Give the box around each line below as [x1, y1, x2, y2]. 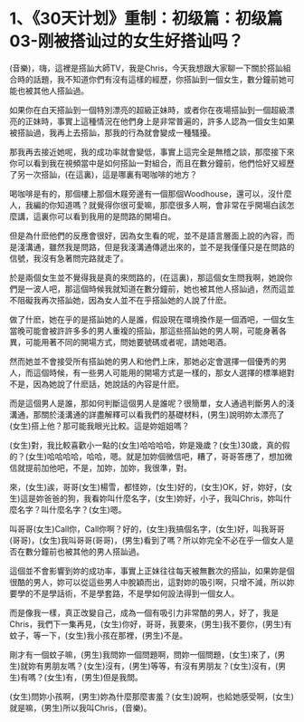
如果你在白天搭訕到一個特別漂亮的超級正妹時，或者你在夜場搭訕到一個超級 [9, 104, 287, 115]
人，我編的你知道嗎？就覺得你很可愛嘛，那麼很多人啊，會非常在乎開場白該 [9, 199, 287, 210]
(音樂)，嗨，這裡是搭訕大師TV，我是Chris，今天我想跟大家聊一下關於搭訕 [9, 63, 283, 73]
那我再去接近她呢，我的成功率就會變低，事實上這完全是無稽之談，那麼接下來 [9, 146, 295, 157]
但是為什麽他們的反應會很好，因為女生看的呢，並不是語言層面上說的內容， [9, 230, 287, 241]
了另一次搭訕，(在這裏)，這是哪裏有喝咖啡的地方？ [9, 168, 198, 179]
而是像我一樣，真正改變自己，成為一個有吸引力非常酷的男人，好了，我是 [9, 607, 279, 618]
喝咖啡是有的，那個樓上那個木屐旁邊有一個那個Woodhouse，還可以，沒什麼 [9, 188, 292, 199]
